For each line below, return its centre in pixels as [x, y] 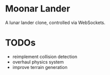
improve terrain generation [40, 67]
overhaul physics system [38, 62]
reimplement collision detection [45, 56]
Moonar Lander [38, 9]
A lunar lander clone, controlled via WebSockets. [55, 22]
